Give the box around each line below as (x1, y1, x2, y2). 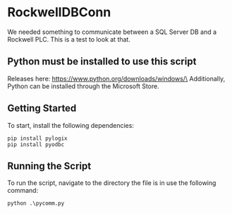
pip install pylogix (7, 135, 68, 142)
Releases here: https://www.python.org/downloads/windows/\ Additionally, (7, 74, 226, 83)
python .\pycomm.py (7, 200, 65, 207)
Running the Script (7, 160, 92, 172)
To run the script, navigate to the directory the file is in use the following (7, 179, 216, 187)
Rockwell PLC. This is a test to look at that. (7, 35, 130, 43)
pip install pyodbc (7, 141, 65, 148)
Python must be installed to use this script (7, 56, 197, 68)
